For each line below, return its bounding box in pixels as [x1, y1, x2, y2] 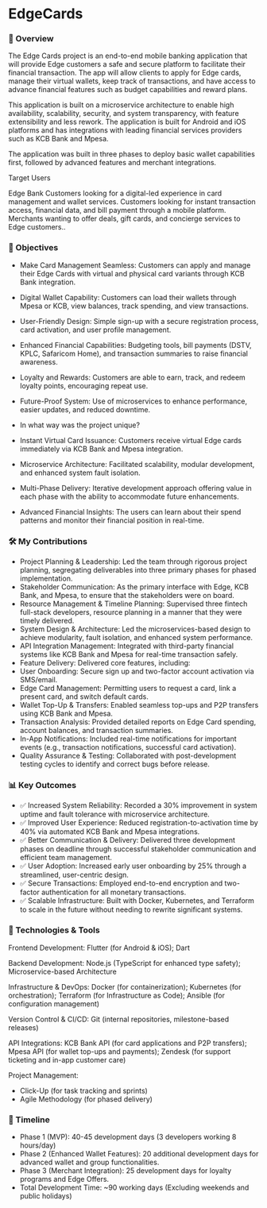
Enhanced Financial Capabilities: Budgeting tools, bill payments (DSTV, [19, 340, 252, 349]
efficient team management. [19, 853, 113, 863]
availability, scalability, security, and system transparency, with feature [8, 109, 240, 118]
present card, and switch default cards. [19, 692, 149, 701]
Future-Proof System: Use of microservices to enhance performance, [19, 396, 248, 406]
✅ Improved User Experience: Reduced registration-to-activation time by [19, 818, 258, 828]
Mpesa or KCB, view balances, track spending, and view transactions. [19, 301, 249, 311]
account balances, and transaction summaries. [19, 726, 173, 735]
